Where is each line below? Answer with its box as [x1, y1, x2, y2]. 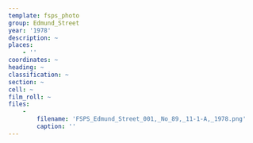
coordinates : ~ [8, 56, 59, 64]
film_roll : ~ [8, 93, 52, 101]
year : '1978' [8, 26, 52, 34]
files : [8, 100, 30, 108]
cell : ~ [8, 85, 34, 94]
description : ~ [8, 33, 59, 42]
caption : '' [36, 122, 77, 130]
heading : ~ [8, 64, 44, 71]
